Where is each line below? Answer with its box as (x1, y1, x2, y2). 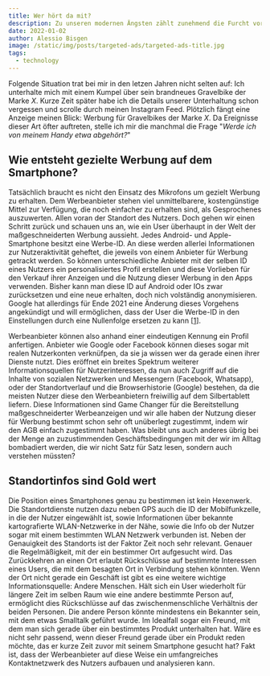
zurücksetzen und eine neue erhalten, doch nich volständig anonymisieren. (8, 290, 257, 299)
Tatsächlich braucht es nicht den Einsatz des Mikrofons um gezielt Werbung (8, 187, 260, 197)
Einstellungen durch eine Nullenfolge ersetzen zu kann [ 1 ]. (8, 315, 202, 325)
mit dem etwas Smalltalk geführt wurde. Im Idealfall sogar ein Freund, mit (8, 615, 251, 624)
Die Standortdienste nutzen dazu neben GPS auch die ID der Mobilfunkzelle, (8, 504, 261, 513)
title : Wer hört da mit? (8, 11, 92, 20)
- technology (15, 57, 59, 65)
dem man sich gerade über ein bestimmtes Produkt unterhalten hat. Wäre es (8, 624, 261, 633)
